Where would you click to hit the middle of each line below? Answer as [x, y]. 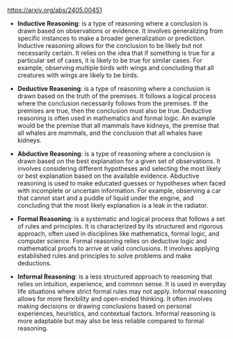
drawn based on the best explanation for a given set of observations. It [119, 161]
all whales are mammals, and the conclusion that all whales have [110, 133]
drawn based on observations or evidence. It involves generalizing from [120, 31]
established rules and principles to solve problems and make [104, 256]
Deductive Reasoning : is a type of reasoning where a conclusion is [114, 89]
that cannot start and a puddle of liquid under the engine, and [105, 198]
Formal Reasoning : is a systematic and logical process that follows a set [121, 219]
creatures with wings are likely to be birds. [78, 75]
